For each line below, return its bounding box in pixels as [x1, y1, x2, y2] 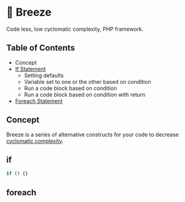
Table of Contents [6, 43, 76, 53]
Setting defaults [24, 72, 64, 79]
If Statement [15, 65, 47, 72]
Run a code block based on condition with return [24, 90, 146, 98]
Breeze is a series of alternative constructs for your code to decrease [6, 131, 180, 138]
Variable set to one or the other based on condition [24, 78, 151, 85]
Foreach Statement [15, 97, 63, 104]
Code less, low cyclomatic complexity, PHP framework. [6, 25, 144, 33]
